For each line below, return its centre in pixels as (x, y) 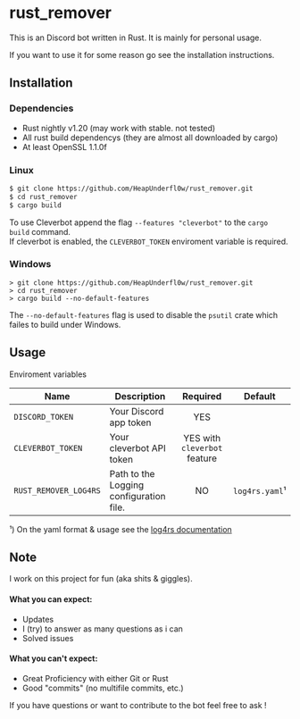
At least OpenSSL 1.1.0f (64, 146)
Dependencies (42, 108)
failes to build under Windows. (65, 324)
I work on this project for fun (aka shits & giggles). (101, 579)
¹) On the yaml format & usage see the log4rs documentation (121, 529)
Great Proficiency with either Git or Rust (95, 678)
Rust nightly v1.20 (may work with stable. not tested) (119, 128)
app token (130, 422)
